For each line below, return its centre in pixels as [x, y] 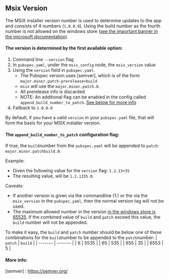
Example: [15, 161]
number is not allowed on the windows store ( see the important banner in [82, 31]
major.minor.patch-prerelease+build [59, 81]
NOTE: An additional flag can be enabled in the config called [83, 97]
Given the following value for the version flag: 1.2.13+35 [71, 171]
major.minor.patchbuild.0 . [33, 151]
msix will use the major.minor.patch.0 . [60, 86]
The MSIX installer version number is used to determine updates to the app [83, 20]
